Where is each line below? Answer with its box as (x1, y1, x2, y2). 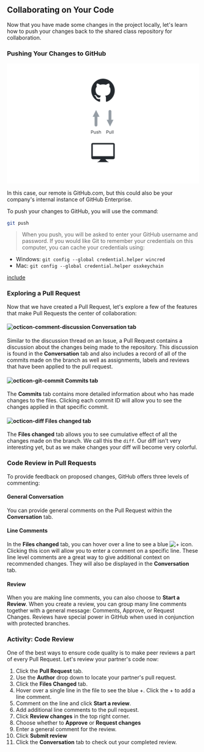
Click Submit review (15, 732, 68, 739)
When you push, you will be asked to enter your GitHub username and (21, 231, 199, 238)
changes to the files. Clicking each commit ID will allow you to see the (7, 397, 182, 404)
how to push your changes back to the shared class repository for (7, 27, 172, 35)
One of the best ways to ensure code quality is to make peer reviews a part (7, 648, 195, 656)
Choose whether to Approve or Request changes (15, 719, 141, 726)
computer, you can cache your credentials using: (21, 244, 145, 251)
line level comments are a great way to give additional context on (7, 553, 170, 561)
